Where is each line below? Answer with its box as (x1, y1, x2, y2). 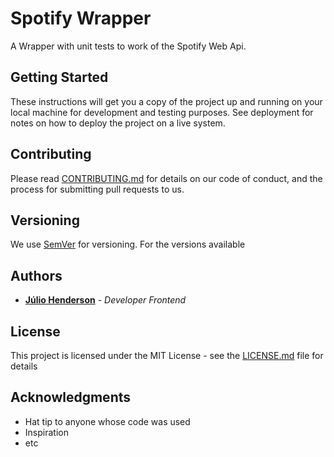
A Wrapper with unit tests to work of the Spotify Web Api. (10, 40, 247, 52)
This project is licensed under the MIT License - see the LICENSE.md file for (10, 350, 324, 361)
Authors (10, 267, 63, 284)
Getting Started (10, 69, 109, 86)
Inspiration (24, 426, 69, 438)
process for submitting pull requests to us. (10, 183, 185, 195)
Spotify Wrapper (10, 7, 152, 30)
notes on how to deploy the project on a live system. (10, 117, 226, 129)
